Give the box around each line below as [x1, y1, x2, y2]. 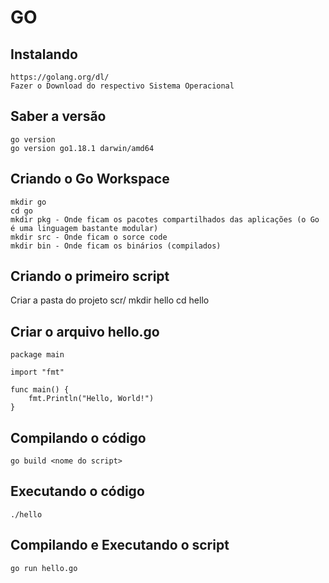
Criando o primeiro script [10, 268, 170, 285]
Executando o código [10, 483, 145, 500]
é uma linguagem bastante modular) [10, 223, 159, 233]
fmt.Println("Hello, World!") [28, 394, 155, 404]
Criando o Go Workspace [10, 171, 170, 188]
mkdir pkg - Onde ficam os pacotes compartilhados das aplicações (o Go [10, 214, 320, 225]
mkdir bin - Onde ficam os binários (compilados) [10, 241, 222, 251]
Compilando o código [10, 429, 147, 446]
